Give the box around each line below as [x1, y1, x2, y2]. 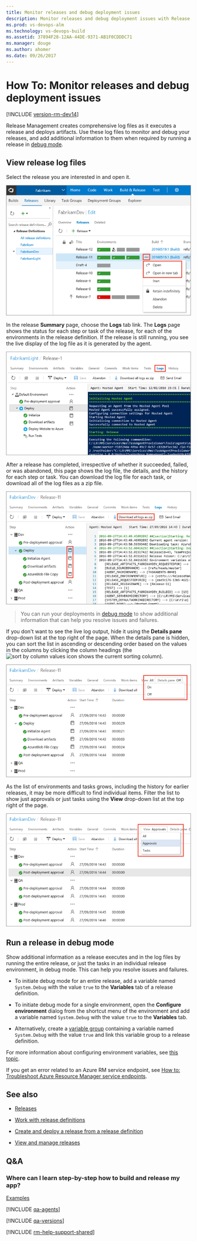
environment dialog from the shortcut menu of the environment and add [14, 1007, 190, 1015]
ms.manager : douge [6, 40, 51, 46]
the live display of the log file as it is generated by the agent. [6, 340, 152, 347]
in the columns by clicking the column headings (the [6, 646, 133, 654]
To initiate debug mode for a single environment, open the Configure [14, 1001, 182, 1008]
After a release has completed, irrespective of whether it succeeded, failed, [6, 461, 189, 468]
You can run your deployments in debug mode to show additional [20, 610, 178, 617]
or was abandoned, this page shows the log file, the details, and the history [6, 467, 188, 474]
